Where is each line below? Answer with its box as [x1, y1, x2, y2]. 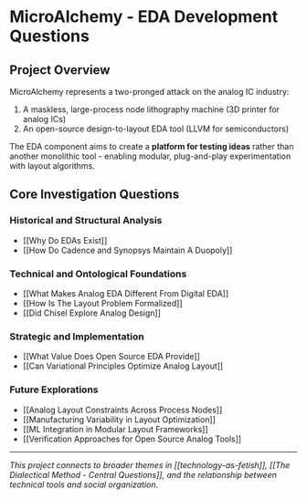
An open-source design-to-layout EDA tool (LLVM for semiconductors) [22, 123, 290, 134]
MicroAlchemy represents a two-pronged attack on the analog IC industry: [9, 87, 290, 97]
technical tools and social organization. [9, 479, 158, 490]
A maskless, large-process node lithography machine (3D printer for [22, 104, 281, 115]
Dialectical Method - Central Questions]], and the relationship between [9, 469, 277, 480]
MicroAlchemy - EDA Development [9, 6, 279, 27]
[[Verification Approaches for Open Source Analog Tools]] [22, 433, 242, 444]
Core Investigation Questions [9, 187, 180, 203]
